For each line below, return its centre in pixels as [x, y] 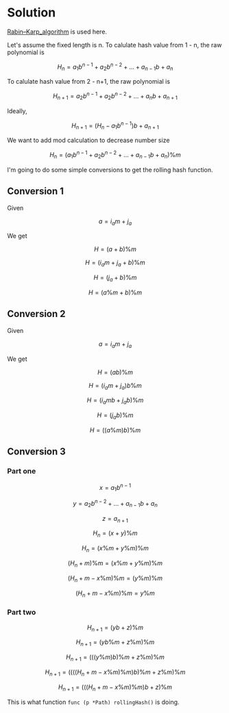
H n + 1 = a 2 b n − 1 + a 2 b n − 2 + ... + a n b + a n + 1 [115, 96]
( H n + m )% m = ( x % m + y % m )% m [115, 564]
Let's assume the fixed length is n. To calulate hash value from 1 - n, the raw [114, 45]
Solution [32, 13]
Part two [22, 612]
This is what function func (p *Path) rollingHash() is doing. [93, 702]
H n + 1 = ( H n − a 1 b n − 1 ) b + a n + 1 [115, 126]
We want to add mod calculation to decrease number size [88, 140]
